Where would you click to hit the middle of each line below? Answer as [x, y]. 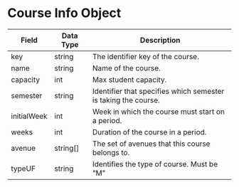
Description [160, 40]
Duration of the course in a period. [149, 132]
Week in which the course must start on [159, 112]
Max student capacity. [129, 80]
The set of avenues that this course [151, 144]
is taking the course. [126, 100]
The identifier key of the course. [145, 56]
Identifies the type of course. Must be [155, 164]
